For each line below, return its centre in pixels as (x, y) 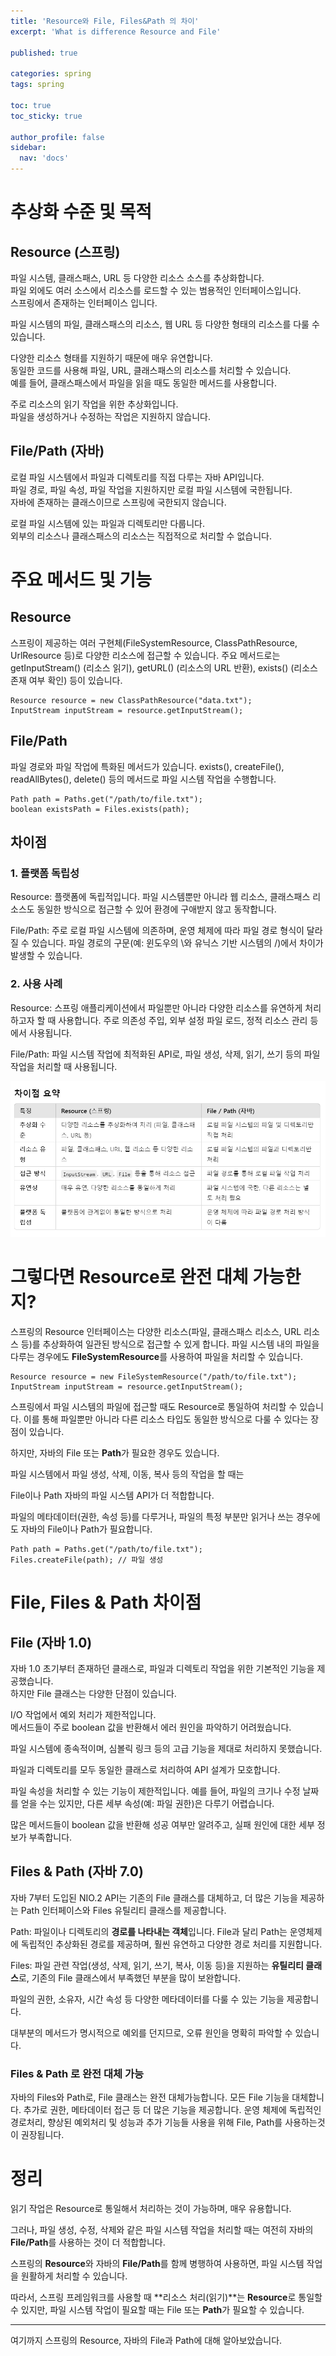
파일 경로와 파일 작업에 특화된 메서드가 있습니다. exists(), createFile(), (147, 766)
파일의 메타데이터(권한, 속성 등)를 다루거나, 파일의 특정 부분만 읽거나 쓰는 (152, 1516)
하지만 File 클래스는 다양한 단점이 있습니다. (93, 1693)
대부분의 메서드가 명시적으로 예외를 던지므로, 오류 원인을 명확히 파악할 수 (151, 2032)
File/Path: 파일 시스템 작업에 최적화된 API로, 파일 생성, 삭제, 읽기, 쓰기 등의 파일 (165, 1054)
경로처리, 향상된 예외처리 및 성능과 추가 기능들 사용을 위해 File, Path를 (146, 2122)
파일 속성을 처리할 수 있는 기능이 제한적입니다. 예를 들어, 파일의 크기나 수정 (155, 1791)
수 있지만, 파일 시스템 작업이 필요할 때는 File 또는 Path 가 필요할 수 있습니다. (157, 2309)
